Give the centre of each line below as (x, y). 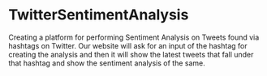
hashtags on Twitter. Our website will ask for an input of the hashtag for (128, 45)
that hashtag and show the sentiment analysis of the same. (107, 63)
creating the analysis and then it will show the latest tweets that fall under (131, 54)
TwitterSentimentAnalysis (99, 15)
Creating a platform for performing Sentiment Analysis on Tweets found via (134, 37)
